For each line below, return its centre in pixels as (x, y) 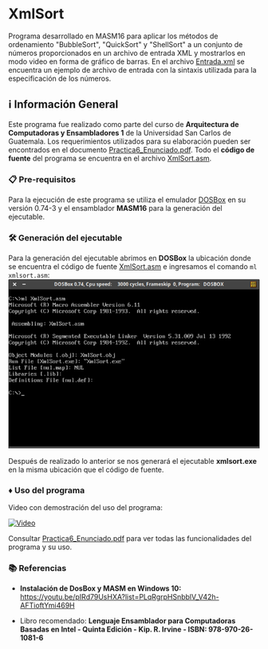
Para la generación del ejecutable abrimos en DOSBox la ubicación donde (130, 258)
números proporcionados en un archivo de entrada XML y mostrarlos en (127, 53)
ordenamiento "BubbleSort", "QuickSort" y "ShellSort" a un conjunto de (126, 44)
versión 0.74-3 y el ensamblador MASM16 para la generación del (115, 208)
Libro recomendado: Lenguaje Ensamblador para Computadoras (128, 621)
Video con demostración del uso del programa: (86, 507)
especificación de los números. (60, 78)
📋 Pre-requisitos (42, 179)
